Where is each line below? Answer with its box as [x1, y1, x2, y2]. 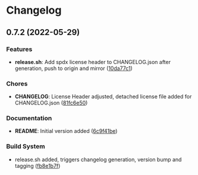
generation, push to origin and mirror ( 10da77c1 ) [14, 65, 133, 72]
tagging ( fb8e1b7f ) [14, 162, 61, 169]
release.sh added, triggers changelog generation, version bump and [14, 155, 182, 163]
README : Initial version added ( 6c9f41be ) [14, 128, 118, 135]
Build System [6, 142, 46, 151]
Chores [6, 79, 28, 88]
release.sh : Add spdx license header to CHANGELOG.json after [14, 58, 171, 65]
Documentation [6, 114, 52, 122]
